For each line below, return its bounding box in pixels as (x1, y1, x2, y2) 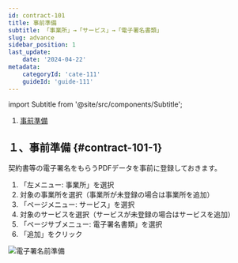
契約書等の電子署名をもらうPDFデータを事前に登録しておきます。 (8, 163, 222, 173)
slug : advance (8, 33, 55, 42)
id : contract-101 (8, 11, 66, 20)
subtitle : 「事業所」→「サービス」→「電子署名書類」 (8, 26, 163, 34)
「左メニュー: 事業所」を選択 (19, 180, 115, 190)
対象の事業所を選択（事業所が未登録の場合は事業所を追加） (19, 190, 214, 200)
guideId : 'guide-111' (22, 77, 93, 85)
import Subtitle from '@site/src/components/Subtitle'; (8, 100, 183, 109)
